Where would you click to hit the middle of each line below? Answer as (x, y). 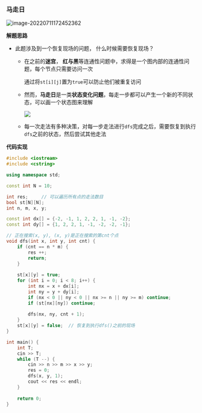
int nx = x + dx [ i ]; (54, 286)
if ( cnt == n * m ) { (43, 246)
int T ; (25, 348)
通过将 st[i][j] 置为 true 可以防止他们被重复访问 (83, 82)
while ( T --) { (36, 359)
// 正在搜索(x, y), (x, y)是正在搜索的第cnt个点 (62, 236)
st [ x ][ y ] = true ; (39, 275)
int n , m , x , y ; (27, 208)
